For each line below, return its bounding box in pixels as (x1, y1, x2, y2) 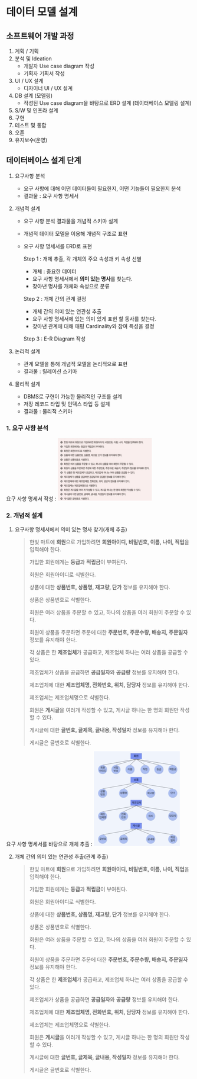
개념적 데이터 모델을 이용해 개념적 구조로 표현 (23, 230, 128, 237)
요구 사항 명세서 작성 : (6, 495, 57, 502)
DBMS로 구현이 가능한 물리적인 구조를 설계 (23, 393, 123, 400)
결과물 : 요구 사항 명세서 (23, 192, 79, 199)
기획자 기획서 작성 (23, 70, 65, 77)
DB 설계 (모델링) (14, 92, 53, 99)
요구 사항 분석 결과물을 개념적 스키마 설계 (23, 217, 119, 224)
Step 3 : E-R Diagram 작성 (23, 335, 86, 342)
